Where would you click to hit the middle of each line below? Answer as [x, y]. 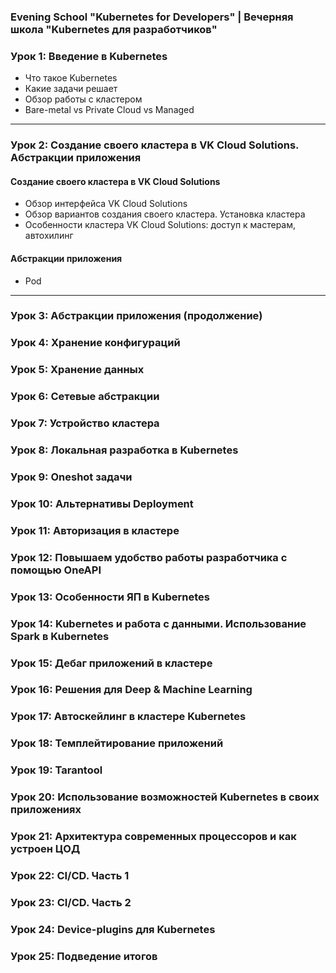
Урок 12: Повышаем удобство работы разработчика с [149, 557]
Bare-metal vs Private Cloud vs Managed [109, 110]
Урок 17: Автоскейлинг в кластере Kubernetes [128, 717]
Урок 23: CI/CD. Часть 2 [71, 902]
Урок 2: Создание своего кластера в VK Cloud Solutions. [155, 145]
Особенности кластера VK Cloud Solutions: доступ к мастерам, [160, 225]
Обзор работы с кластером [83, 99]
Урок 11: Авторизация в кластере [95, 530]
